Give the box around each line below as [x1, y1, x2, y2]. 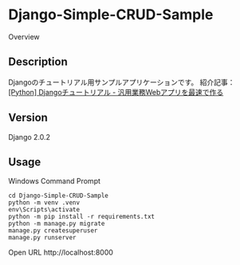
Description [8, 55, 68, 69]
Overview [8, 32, 40, 42]
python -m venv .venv [8, 199, 81, 207]
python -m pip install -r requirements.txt [8, 213, 155, 221]
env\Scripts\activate [8, 206, 81, 214]
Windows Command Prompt [8, 176, 101, 186]
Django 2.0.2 [8, 132, 50, 141]
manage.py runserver [8, 234, 77, 242]
